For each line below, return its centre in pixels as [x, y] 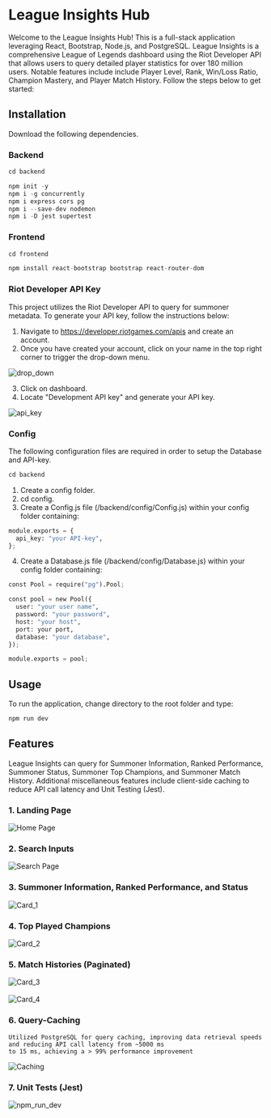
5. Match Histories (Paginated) [70, 964]
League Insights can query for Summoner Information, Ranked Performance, [136, 763]
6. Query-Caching [44, 1020]
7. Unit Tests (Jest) [46, 1087]
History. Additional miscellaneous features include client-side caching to [129, 780]
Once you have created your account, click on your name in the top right [141, 348]
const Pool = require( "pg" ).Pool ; [67, 585]
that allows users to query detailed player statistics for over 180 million [126, 63]
